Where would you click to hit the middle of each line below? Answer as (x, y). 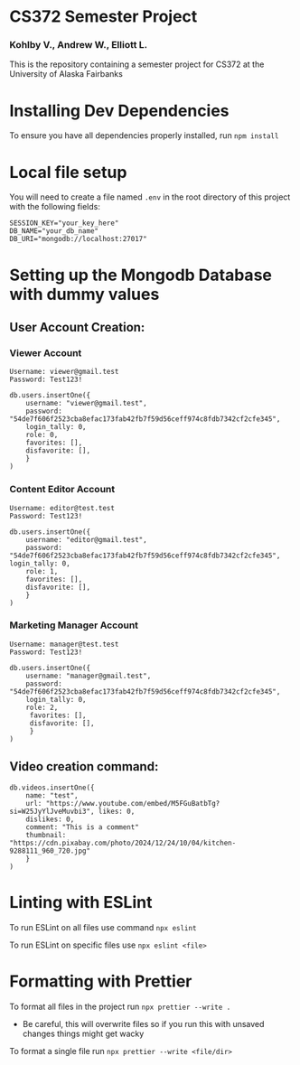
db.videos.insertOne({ (52, 788)
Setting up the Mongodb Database (141, 275)
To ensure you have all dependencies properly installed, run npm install (144, 135)
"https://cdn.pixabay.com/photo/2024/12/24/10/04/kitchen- (123, 843)
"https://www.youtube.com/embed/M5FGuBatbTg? (133, 803)
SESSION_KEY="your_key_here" (64, 223)
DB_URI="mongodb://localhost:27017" (78, 239)
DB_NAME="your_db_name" (54, 231)
